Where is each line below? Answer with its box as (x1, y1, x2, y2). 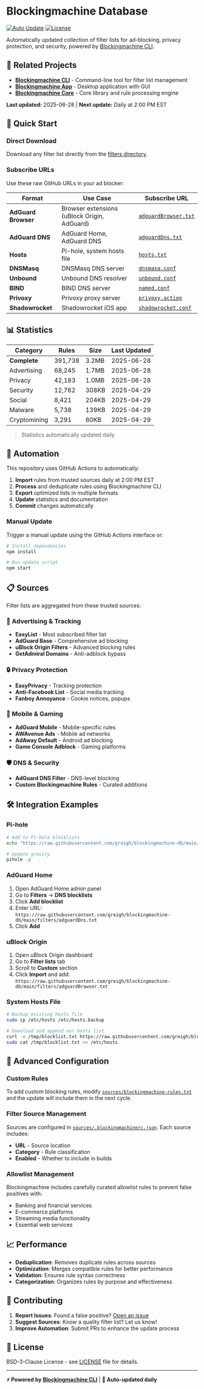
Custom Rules (6, 1074, 49, 1082)
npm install (6, 548, 36, 555)
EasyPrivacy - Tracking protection (15, 682, 102, 689)
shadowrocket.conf (138, 304, 192, 311)
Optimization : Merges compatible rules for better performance (15, 1265, 173, 1272)
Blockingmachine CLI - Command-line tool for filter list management (15, 76, 188, 83)
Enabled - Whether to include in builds (15, 1155, 112, 1162)
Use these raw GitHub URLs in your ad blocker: (6, 179, 124, 186)
